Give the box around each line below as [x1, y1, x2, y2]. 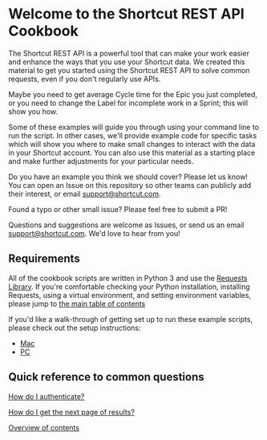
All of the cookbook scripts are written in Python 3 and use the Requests [8, 273, 248, 283]
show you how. [8, 106, 59, 116]
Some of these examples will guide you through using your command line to [8, 122, 259, 132]
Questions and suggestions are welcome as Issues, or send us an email [8, 220, 245, 230]
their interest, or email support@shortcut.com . [8, 189, 162, 198]
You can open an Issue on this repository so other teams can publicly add [8, 180, 252, 189]
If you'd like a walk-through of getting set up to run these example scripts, [8, 314, 253, 324]
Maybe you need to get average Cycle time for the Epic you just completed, [8, 89, 258, 99]
